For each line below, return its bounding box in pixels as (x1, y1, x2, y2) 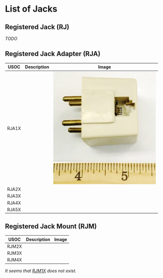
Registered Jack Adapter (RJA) (5, 50, 101, 58)
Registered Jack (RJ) (5, 23, 69, 31)
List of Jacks (5, 3, 57, 15)
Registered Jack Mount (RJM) (5, 222, 97, 230)
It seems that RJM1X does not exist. (5, 268, 77, 274)
